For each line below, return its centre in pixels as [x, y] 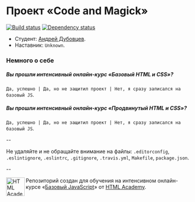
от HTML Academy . [122, 187]
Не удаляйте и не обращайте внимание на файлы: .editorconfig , [88, 151]
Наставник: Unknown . [40, 45]
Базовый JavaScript [70, 187]
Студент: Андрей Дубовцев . [50, 39]
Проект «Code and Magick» [77, 11]
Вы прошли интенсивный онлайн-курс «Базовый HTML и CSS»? [90, 75]
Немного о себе [30, 60]
